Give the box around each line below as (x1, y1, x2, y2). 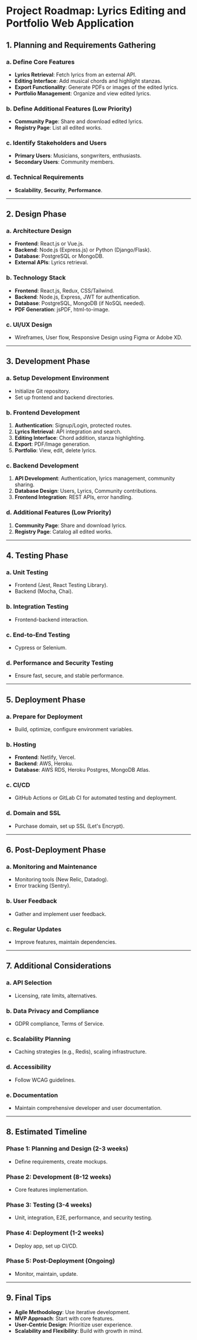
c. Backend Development (6, 461, 79, 469)
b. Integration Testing (6, 602, 69, 611)
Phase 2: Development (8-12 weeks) (6, 1173, 111, 1181)
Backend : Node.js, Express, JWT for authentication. (14, 293, 141, 300)
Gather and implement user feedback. (14, 910, 107, 917)
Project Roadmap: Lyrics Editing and (6, 4, 186, 18)
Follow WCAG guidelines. (14, 1076, 76, 1083)
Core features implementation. (14, 1186, 89, 1193)
